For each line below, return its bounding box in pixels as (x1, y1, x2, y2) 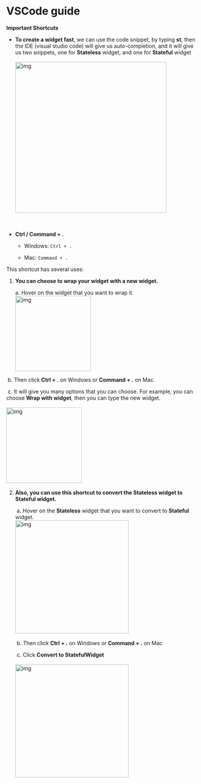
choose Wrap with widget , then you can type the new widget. (6, 394, 161, 401)
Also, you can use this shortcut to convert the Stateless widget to (14, 489, 183, 496)
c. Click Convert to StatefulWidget (16, 651, 104, 658)
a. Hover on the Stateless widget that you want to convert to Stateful (16, 507, 190, 514)
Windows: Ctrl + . (24, 242, 72, 249)
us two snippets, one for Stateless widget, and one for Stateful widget (14, 48, 191, 56)
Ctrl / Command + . (14, 231, 65, 238)
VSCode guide (6, 4, 80, 18)
